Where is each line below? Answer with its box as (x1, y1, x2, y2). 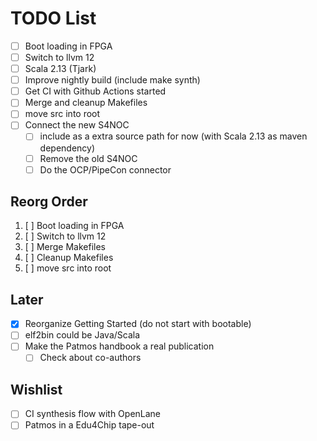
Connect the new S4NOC (24, 119, 130, 131)
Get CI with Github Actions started (24, 85, 167, 97)
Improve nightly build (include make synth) (24, 74, 201, 86)
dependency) (39, 142, 96, 154)
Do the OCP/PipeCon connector (39, 163, 172, 176)
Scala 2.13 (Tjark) (24, 63, 97, 75)
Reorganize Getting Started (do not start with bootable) (24, 318, 252, 330)
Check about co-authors (39, 352, 142, 364)
